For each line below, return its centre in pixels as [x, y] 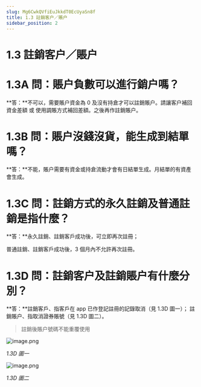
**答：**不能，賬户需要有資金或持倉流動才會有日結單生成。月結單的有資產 [99, 169]
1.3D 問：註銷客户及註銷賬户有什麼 [93, 276]
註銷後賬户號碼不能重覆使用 [56, 329]
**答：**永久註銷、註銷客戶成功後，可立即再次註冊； [72, 236]
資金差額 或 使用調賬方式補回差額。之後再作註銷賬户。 [74, 110]
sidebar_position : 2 [32, 23]
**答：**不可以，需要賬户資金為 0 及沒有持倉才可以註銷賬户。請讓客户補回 [99, 102]
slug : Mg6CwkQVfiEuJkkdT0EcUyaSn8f [51, 12]
